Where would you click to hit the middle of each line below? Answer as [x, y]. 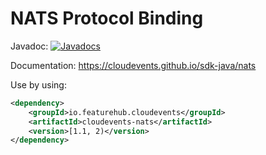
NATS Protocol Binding [107, 18]
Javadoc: [29, 46]
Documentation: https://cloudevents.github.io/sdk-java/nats [133, 65]
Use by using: [38, 84]
